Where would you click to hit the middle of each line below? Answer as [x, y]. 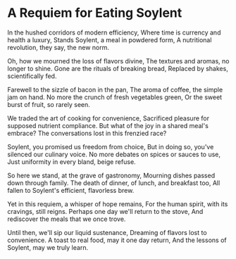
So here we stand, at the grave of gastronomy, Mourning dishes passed [111, 175]
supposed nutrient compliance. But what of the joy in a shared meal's [108, 125]
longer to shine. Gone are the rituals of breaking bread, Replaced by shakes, [118, 68]
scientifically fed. [32, 76]
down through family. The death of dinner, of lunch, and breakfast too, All [114, 183]
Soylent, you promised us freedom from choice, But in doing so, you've [111, 146]
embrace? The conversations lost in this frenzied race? [87, 133]
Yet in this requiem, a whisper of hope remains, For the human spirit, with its [118, 204]
